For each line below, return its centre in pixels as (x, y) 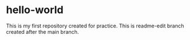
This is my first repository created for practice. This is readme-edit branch (95, 26)
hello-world (35, 10)
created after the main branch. (43, 31)
